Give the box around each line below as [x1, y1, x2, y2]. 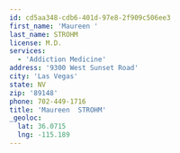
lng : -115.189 [17, 130, 70, 139]
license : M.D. [9, 38, 63, 48]
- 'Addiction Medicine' [17, 55, 106, 64]
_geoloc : [9, 113, 42, 122]
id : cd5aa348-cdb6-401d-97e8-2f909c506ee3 [9, 13, 171, 22]
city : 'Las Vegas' [9, 72, 78, 81]
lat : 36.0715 [17, 122, 67, 131]
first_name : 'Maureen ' [9, 22, 99, 31]
